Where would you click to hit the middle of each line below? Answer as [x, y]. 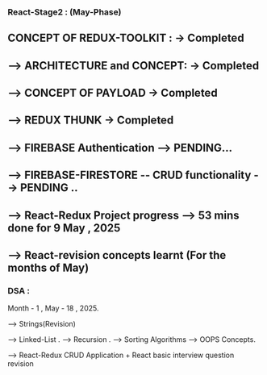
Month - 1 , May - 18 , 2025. [53, 308]
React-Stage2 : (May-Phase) [65, 12]
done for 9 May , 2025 [64, 228]
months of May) [48, 268]
